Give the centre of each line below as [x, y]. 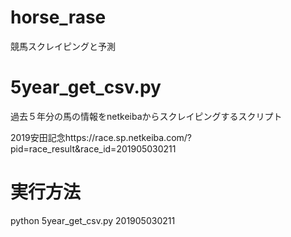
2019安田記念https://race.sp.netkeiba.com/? [101, 137]
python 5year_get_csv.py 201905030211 [93, 220]
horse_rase [58, 17]
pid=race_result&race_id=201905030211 [93, 148]
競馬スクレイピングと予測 [63, 46]
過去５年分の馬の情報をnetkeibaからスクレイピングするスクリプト [146, 116]
